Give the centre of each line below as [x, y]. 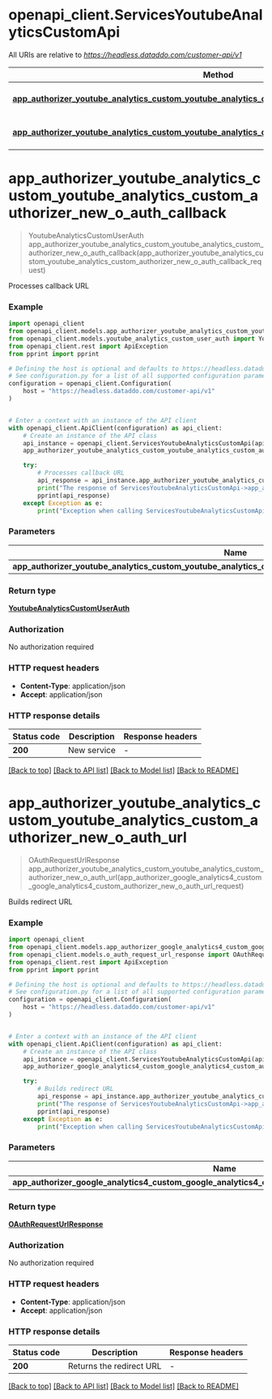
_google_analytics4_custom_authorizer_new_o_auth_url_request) [136, 886]
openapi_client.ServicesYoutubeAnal [136, 15]
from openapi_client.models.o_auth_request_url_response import [119, 955]
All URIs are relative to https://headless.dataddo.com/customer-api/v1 [125, 54]
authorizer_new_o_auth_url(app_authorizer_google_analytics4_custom [145, 877]
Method [218, 75]
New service [91, 750]
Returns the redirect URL [115, 1366]
